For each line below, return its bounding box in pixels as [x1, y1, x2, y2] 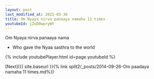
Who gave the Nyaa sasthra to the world [12, 44, 95, 50]
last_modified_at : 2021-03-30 [5, 12, 68, 17]
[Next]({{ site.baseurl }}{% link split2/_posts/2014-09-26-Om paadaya [5, 64, 149, 70]
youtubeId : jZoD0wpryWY [5, 21, 55, 26]
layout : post [5, 7, 32, 12]
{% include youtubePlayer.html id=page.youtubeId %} [5, 54, 116, 60]
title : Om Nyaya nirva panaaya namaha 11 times [5, 16, 106, 21]
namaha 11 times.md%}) [5, 69, 55, 75]
